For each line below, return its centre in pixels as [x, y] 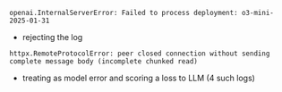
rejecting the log [52, 37]
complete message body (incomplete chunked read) [104, 62]
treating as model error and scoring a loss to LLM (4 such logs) [138, 78]
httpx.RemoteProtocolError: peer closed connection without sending [140, 54]
